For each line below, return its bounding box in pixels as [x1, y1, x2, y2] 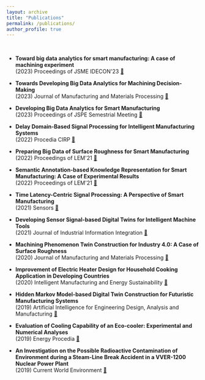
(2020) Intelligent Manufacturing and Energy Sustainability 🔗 [15, 279, 168, 286]
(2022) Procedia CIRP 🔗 [15, 136, 75, 143]
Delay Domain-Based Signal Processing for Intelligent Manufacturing [15, 123, 195, 131]
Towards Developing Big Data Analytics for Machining [15, 80, 156, 87]
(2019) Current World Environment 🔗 [15, 367, 107, 374]
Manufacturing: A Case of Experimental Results [15, 173, 140, 180]
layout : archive [6, 9, 48, 15]
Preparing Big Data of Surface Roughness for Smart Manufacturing [15, 148, 190, 155]
